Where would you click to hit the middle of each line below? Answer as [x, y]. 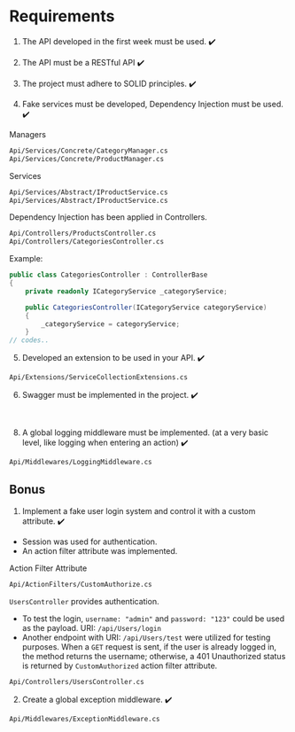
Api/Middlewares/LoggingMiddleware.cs [81, 463]
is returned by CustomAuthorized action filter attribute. [120, 666]
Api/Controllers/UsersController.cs [77, 681]
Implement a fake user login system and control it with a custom [139, 510]
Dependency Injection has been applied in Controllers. [109, 217]
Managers [28, 134]
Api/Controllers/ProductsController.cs [83, 234]
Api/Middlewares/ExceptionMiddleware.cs [85, 719]
